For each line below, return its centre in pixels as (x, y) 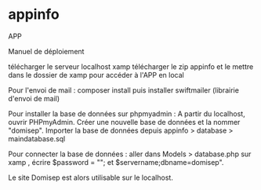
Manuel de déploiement (46, 51)
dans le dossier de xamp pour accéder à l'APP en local (96, 75)
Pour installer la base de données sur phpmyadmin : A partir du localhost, (127, 113)
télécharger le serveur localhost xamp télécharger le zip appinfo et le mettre (131, 66)
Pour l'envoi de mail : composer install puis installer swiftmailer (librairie (123, 90)
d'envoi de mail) (34, 98)
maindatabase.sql (37, 138)
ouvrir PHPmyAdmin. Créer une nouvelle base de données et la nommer (124, 122)
